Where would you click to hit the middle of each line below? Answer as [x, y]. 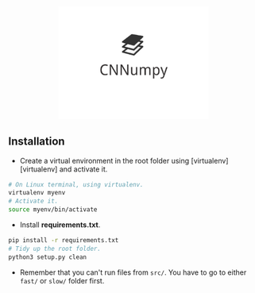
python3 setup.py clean [48, 257]
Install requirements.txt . [60, 225]
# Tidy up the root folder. [55, 249]
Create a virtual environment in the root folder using [104, 160]
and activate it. [83, 169]
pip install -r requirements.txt [64, 241]
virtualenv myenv [37, 193]
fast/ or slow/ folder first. [62, 280]
